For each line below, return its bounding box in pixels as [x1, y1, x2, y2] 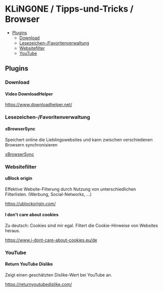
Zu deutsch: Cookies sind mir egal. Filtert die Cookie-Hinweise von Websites [5, 222, 158, 228]
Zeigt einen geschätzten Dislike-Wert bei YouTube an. [5, 272, 113, 278]
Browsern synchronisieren [5, 142, 58, 147]
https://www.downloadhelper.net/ [5, 102, 72, 108]
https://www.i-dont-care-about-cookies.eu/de [5, 237, 98, 243]
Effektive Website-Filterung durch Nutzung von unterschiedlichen [5, 186, 136, 192]
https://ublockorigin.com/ [5, 200, 56, 207]
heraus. [5, 227, 20, 233]
